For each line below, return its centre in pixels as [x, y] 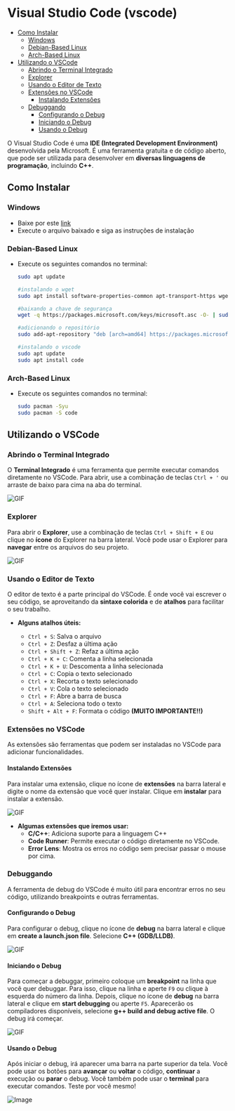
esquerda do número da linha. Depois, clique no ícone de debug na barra [113, 996]
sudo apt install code [51, 360]
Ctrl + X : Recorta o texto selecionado [83, 681]
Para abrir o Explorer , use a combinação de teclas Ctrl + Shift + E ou [110, 532]
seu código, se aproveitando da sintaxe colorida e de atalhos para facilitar [116, 602]
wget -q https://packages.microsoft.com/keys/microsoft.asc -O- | [116, 315]
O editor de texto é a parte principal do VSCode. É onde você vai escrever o [117, 594]
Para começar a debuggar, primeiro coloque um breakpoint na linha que [112, 981]
